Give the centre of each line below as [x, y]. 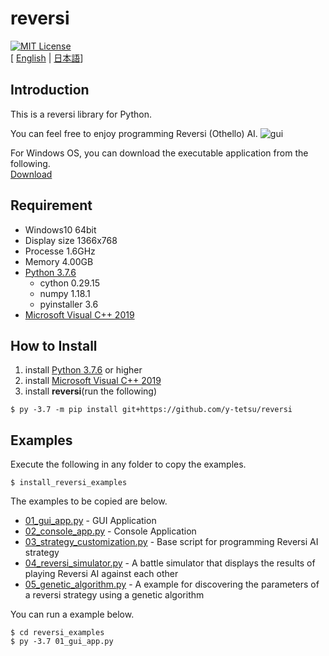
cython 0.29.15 [70, 283]
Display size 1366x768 [71, 240]
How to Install [54, 345]
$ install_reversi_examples [69, 483]
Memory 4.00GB [59, 261]
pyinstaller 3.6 [69, 304]
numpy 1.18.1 [65, 293]
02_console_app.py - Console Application [110, 531]
